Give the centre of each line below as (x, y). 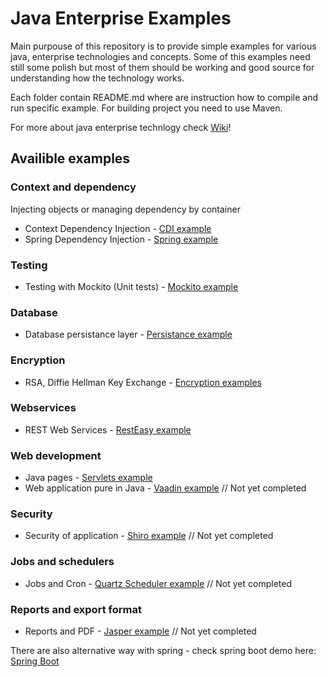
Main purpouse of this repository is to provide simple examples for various (163, 46)
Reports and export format (76, 609)
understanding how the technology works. (97, 78)
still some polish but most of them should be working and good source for (162, 67)
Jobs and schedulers (62, 562)
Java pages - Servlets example (88, 478)
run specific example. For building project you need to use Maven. (146, 108)
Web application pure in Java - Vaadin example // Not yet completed (165, 488)
